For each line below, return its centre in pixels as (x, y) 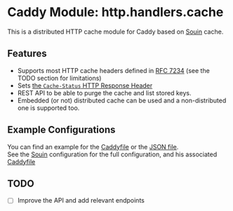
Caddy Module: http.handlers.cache (115, 12)
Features (27, 54)
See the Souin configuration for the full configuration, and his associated (112, 154)
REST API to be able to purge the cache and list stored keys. (104, 93)
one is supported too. (48, 108)
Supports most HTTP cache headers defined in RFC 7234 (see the (114, 70)
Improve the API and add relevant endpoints (81, 200)
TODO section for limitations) (59, 78)
